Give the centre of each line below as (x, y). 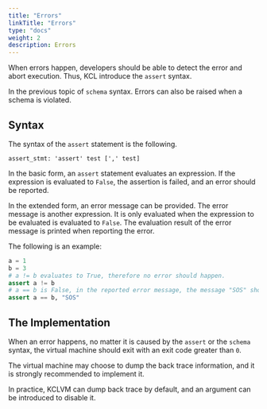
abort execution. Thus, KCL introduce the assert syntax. (100, 76)
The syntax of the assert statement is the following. (93, 144)
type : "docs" (30, 30)
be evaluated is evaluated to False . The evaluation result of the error (120, 222)
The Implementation (60, 322)
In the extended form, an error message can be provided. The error (118, 205)
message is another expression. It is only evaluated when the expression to (131, 214)
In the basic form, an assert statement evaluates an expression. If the (122, 173)
